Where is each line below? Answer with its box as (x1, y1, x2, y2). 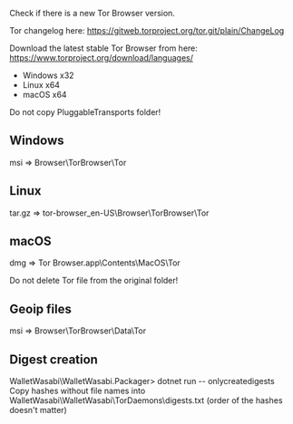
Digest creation (9, 352, 98, 367)
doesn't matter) (9, 405, 68, 416)
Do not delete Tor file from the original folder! (9, 275, 179, 286)
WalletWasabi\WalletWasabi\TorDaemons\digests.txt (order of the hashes (9, 395, 283, 406)
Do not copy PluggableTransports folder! (9, 107, 161, 117)
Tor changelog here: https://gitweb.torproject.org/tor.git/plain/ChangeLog (9, 25, 285, 35)
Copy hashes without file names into (9, 385, 146, 397)
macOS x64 (22, 90, 67, 100)
